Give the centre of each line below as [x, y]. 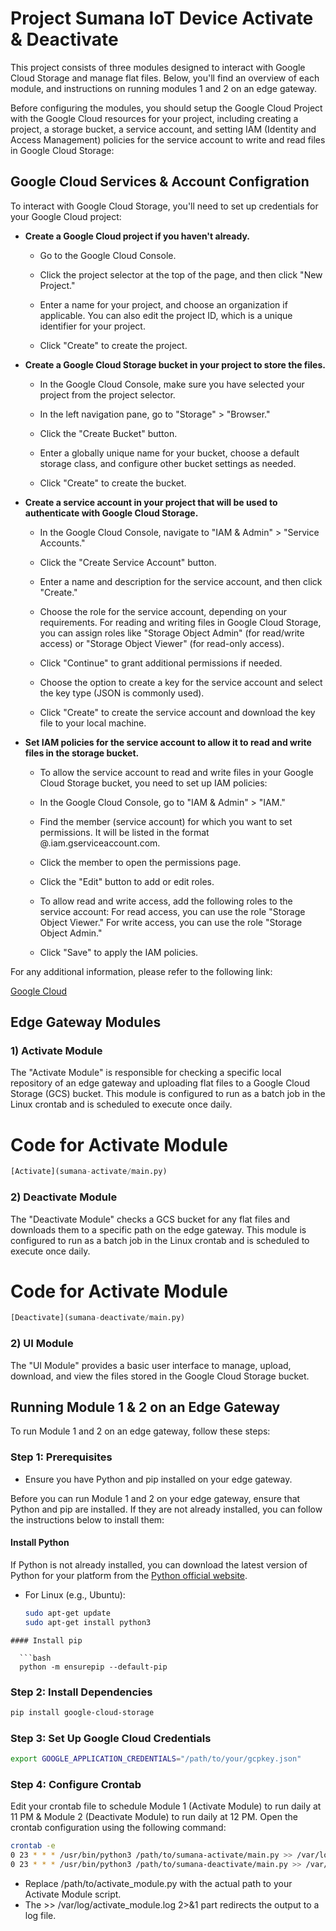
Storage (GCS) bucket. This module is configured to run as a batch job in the [168, 1094]
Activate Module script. [73, 1894]
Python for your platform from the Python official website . [129, 1575]
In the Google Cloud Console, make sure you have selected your [172, 384]
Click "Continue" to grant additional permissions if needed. [161, 663]
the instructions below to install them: [87, 1519]
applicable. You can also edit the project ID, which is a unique [166, 315]
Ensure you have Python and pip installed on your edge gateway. [158, 1479]
